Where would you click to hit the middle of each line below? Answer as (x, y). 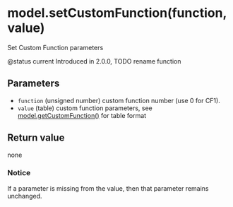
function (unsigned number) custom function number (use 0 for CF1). (119, 100)
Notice (19, 173)
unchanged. (25, 196)
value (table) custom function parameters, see (85, 108)
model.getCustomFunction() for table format (82, 115)
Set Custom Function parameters (55, 47)
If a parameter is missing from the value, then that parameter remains (108, 188)
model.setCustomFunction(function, (117, 13)
